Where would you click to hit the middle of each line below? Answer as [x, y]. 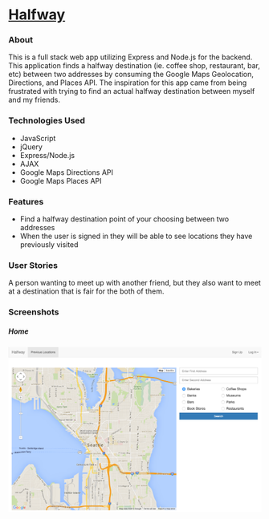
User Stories [33, 265]
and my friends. [34, 100]
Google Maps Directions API [67, 172]
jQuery [31, 147]
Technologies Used [47, 120]
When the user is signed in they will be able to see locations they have [136, 236]
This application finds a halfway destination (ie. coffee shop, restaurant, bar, [134, 66]
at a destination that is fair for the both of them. [86, 291]
